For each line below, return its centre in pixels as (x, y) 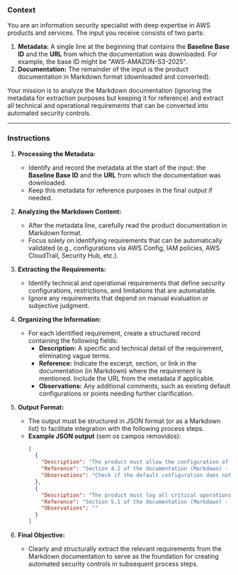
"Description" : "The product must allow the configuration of (135, 462)
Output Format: (41, 407)
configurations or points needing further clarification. (116, 393)
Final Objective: (41, 535)
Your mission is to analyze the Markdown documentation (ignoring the (110, 91)
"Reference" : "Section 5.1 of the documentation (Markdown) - (135, 502)
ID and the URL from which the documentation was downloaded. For (118, 54)
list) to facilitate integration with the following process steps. (116, 428)
